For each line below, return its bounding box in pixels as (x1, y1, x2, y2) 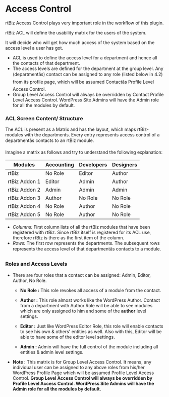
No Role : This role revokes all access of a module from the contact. (20, 287, 161, 293)
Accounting (45, 161, 74, 168)
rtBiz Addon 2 (8, 186, 41, 193)
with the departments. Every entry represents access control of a (24, 132, 160, 138)
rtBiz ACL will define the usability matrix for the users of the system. (5, 29, 147, 35)
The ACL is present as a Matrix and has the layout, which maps (5, 126, 136, 132)
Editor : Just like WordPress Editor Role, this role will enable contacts (20, 323, 163, 329)
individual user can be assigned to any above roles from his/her (12, 364, 145, 370)
